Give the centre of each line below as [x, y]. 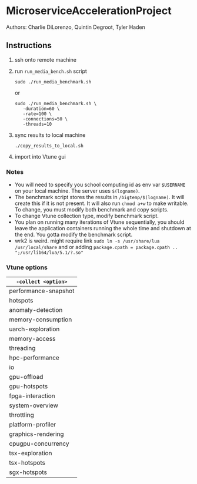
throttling [21, 415]
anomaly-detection [36, 310]
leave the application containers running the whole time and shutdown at [103, 228]
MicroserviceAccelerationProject [89, 11]
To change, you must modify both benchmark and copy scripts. [91, 210]
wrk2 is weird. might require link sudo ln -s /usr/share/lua [87, 241]
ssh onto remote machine [45, 59]
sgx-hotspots [28, 472]
